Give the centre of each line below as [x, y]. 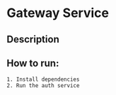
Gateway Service [58, 13]
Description [33, 39]
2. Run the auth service [43, 86]
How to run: [33, 63]
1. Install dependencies [43, 79]
